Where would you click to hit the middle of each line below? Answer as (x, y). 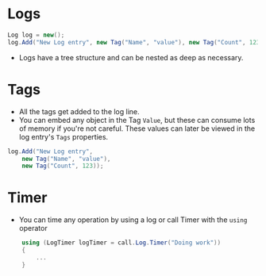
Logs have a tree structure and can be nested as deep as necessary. (131, 57)
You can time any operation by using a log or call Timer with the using (133, 220)
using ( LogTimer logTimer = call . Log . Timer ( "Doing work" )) (121, 243)
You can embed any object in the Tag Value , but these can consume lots (137, 120)
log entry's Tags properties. (64, 136)
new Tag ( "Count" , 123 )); (63, 166)
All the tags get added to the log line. (79, 111)
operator (33, 228)
